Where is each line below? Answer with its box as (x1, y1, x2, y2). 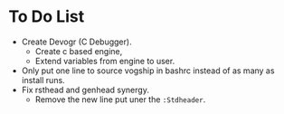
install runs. (21, 74, 65, 85)
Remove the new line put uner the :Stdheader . (34, 93, 206, 105)
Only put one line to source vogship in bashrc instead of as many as (21, 65, 275, 76)
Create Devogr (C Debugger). (21, 36, 132, 47)
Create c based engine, (34, 45, 123, 56)
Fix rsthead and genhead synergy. (21, 84, 150, 95)
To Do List (8, 6, 85, 27)
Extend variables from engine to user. (34, 55, 175, 66)
